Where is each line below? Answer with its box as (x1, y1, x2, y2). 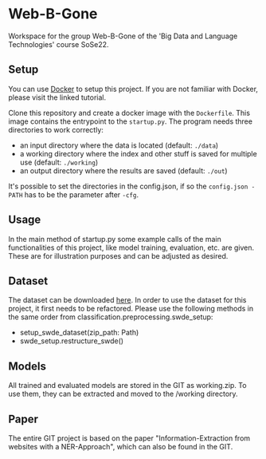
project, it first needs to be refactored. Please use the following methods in (8, 304, 253, 314)
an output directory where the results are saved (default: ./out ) (19, 165, 229, 176)
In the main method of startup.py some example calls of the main (8, 234, 221, 243)
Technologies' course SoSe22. (8, 39, 109, 49)
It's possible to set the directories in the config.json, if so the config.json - (8, 181, 256, 191)
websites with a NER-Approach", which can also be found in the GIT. (8, 442, 233, 451)
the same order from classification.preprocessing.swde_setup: (8, 312, 213, 322)
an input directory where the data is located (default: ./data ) (19, 140, 219, 150)
